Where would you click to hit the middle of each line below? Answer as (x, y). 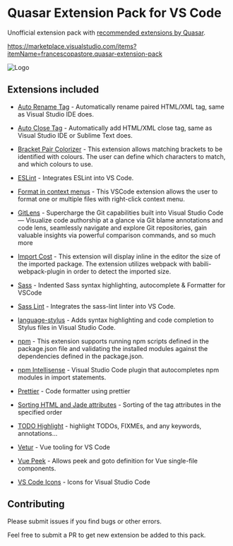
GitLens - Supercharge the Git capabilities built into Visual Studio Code (120, 213)
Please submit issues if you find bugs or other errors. (85, 521)
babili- (202, 263)
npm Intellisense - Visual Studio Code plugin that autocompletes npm (118, 369)
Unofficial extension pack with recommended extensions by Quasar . (107, 32)
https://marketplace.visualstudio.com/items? (72, 46)
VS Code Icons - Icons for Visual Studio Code (84, 482)
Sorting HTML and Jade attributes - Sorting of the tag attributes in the (119, 405)
